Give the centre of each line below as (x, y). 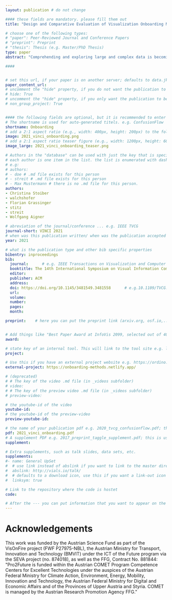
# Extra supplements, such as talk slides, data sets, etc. (71, 452)
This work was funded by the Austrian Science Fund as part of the (75, 543)
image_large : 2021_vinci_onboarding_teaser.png (57, 146)
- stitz (14, 208)
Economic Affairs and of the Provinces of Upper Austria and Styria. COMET (85, 587)
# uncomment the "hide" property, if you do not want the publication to (86, 90)
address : (19, 283)
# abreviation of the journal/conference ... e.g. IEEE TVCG (72, 226)
